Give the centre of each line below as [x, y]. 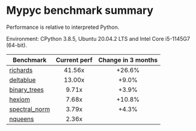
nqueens [22, 119]
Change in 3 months [128, 59]
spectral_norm [29, 109]
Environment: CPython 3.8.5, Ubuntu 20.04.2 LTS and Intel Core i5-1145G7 [98, 38]
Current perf [75, 59]
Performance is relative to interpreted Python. [63, 27]
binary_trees [26, 90]
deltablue [23, 80]
